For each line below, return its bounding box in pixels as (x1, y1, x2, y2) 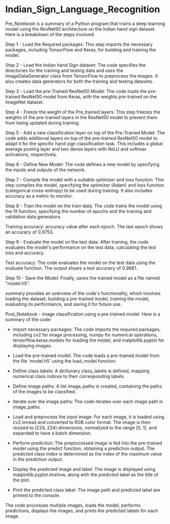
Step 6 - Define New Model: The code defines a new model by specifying (5, 161, 159, 167)
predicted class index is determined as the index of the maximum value (12, 450, 162, 457)
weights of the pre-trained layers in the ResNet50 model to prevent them (5, 114, 158, 121)
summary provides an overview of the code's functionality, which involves (5, 290, 161, 296)
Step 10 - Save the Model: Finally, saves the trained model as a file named (5, 275, 160, 281)
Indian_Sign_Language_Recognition (5, 4, 160, 15)
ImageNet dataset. (5, 99, 44, 105)
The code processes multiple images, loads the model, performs (5, 502, 141, 508)
